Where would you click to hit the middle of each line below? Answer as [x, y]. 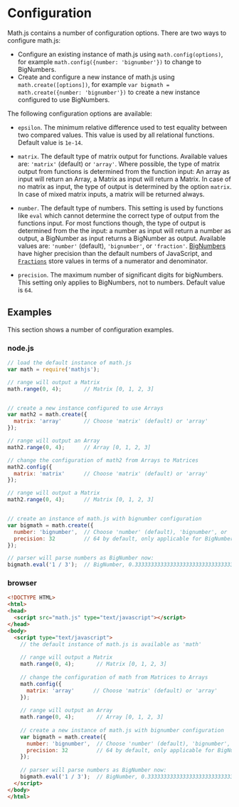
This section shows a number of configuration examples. [91, 329]
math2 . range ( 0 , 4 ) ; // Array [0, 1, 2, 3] [79, 447]
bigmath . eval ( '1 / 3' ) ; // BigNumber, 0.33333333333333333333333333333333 [122, 565]
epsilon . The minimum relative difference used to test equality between [122, 127]
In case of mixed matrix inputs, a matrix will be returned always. [111, 194]
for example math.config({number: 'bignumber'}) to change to [109, 61]
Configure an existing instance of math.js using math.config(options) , [120, 54]
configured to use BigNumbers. [64, 99]
